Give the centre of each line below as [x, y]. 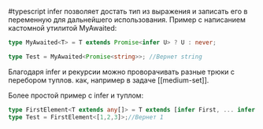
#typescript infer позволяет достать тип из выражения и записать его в [128, 11]
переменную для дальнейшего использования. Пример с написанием [127, 20]
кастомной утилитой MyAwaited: [63, 28]
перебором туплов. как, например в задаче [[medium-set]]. [109, 80]
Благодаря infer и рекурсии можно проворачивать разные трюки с [121, 72]
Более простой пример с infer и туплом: [76, 95]
